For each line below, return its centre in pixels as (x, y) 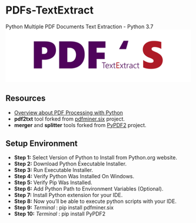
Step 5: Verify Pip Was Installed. (53, 182)
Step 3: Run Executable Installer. (54, 170)
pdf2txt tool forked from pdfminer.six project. (69, 119)
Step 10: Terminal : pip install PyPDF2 (60, 214)
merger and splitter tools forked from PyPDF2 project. (80, 125)
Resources (26, 99)
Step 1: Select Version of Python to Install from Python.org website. (96, 158)
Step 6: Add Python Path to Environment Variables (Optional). (89, 189)
